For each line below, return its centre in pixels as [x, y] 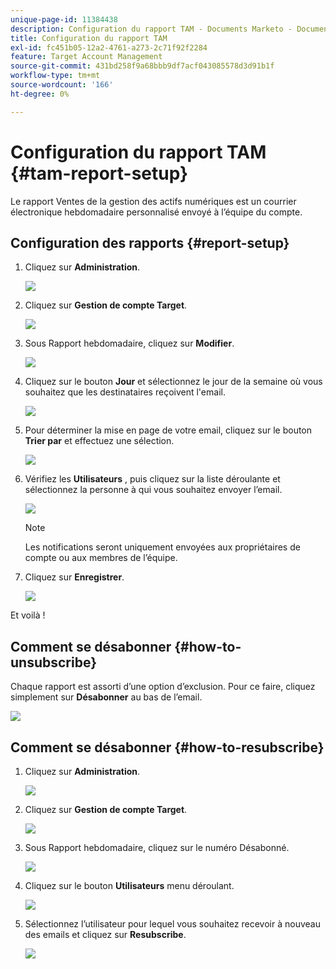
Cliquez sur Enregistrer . [74, 577]
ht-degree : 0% [40, 94]
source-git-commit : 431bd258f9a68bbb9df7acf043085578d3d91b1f [142, 66]
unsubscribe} [53, 662]
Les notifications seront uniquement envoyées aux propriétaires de [162, 547]
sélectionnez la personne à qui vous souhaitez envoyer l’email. [153, 490]
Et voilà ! [28, 615]
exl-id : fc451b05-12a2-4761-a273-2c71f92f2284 [109, 47]
